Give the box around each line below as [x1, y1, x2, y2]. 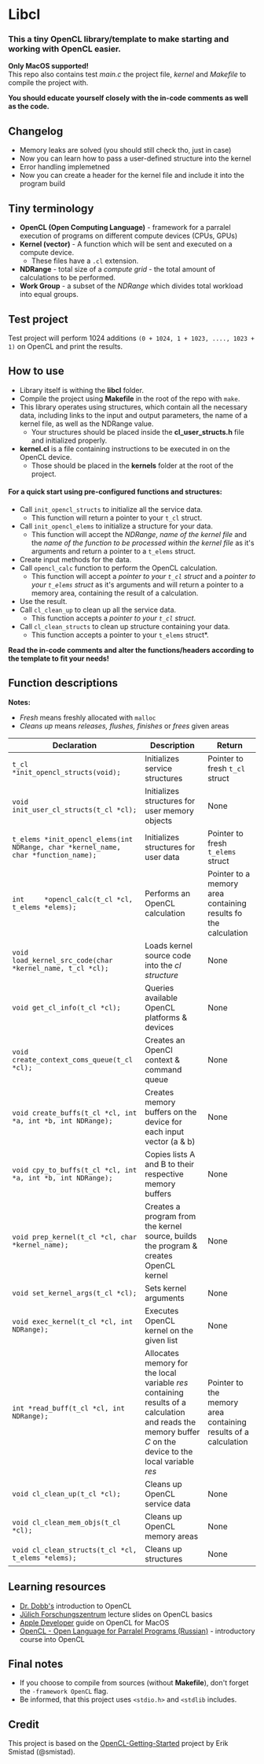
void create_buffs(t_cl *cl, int [12, 1108, 137, 1117]
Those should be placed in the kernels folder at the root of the [31, 461, 234, 470]
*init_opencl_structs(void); [12, 768, 121, 776]
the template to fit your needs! [8, 654, 110, 663]
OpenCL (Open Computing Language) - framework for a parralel [19, 223, 231, 232]
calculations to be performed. [19, 273, 116, 283]
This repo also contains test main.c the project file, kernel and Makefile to [8, 69, 247, 80]
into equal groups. [19, 290, 79, 299]
